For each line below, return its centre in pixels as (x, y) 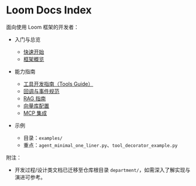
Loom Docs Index (49, 10)
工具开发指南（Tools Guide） (58, 84)
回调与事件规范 (41, 91)
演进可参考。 (30, 177)
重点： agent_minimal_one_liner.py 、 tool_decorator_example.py (100, 145)
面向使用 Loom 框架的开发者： (42, 27)
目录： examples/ (43, 138)
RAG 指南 (35, 98)
